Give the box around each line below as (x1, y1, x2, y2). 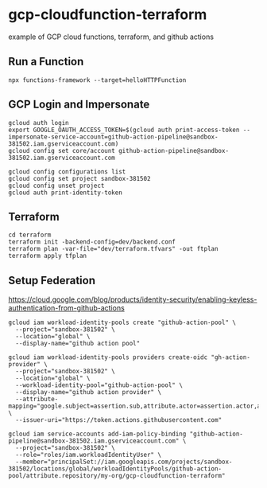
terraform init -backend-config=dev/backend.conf (8, 238, 176, 246)
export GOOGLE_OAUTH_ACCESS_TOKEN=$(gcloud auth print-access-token (8, 126, 240, 134)
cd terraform (8, 231, 52, 240)
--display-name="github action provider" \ (15, 388, 161, 396)
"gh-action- (211, 353, 250, 361)
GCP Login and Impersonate (8, 98, 150, 111)
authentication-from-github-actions (8, 303, 125, 313)
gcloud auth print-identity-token (8, 189, 123, 197)
